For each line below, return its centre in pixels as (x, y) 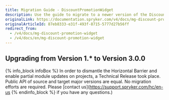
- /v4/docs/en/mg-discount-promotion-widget (57, 38)
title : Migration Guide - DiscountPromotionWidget (59, 10)
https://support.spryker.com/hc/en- (126, 87)
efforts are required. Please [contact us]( (47, 87)
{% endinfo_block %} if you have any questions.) (62, 92)
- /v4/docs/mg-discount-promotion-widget (54, 33)
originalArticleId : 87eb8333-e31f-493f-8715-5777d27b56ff (67, 24)
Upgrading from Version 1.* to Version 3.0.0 (75, 59)
